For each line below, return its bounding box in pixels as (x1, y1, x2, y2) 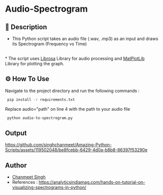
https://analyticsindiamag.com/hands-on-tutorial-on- (38, 179, 145, 185)
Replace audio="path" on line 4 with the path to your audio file (5, 106, 130, 112)
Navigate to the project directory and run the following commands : (5, 88, 140, 94)
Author (5, 161, 27, 169)
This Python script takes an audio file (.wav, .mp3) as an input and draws (12, 36, 159, 41)
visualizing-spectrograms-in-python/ (12, 184, 87, 191)
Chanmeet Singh (12, 174, 46, 180)
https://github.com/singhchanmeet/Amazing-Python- (5, 142, 112, 148)
